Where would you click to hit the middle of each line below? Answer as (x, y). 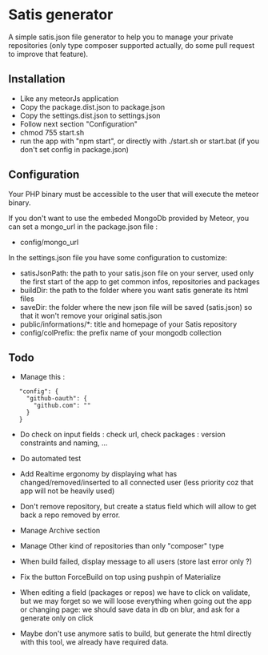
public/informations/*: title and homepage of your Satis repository (128, 324)
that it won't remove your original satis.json (91, 315)
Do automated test (50, 459)
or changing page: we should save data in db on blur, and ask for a (130, 609)
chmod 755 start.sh (52, 132)
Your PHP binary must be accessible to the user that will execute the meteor (134, 194)
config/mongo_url (49, 242)
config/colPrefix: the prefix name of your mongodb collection (121, 332)
